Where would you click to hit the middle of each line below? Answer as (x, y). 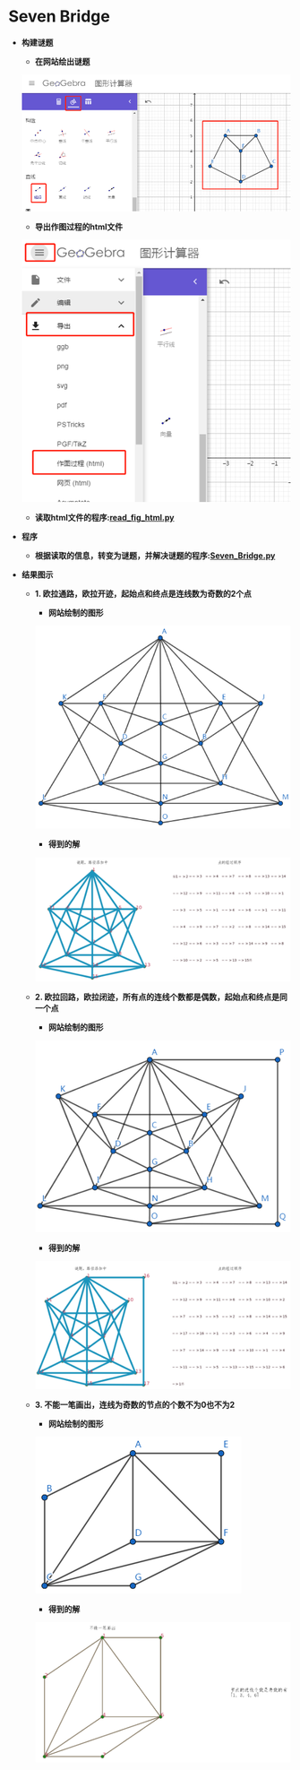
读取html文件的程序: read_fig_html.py (104, 518)
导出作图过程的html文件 (79, 227)
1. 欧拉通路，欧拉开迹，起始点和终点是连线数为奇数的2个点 (143, 594)
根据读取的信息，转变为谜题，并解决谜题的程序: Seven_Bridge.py (155, 556)
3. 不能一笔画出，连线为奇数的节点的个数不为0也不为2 (135, 1405)
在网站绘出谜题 (62, 61)
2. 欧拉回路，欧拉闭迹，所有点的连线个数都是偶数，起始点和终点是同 (161, 997)
